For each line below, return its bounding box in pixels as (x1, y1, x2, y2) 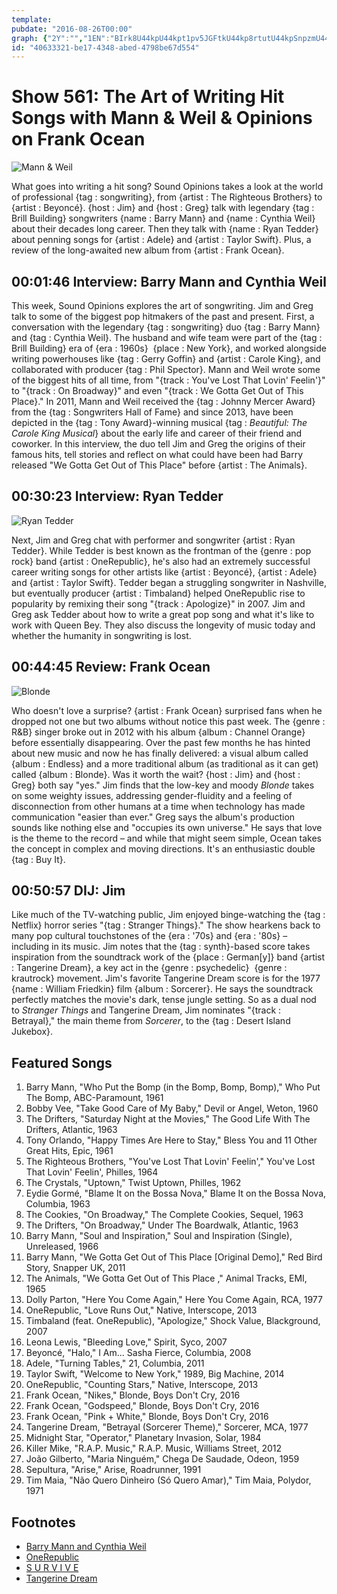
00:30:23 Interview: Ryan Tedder (11, 488, 224, 505)
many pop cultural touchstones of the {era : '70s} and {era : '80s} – (11, 930, 288, 942)
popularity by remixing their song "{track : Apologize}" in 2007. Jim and (11, 597, 306, 610)
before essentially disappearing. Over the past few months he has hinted (11, 736, 311, 748)
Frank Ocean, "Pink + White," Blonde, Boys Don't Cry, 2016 (25, 1411, 269, 1423)
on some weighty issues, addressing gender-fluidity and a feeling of (11, 789, 293, 801)
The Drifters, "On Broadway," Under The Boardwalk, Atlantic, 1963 (25, 1219, 299, 1231)
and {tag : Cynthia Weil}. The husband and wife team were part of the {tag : (11, 332, 323, 343)
